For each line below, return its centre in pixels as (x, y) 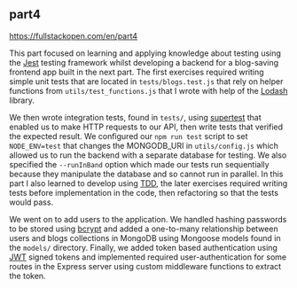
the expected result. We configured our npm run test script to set (129, 136)
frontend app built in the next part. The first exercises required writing (137, 72)
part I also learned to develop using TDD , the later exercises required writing (148, 183)
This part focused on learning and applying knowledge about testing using (145, 53)
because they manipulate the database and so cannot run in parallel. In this (146, 174)
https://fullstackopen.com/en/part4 (74, 35)
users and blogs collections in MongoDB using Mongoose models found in (145, 237)
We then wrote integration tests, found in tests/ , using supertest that (135, 117)
